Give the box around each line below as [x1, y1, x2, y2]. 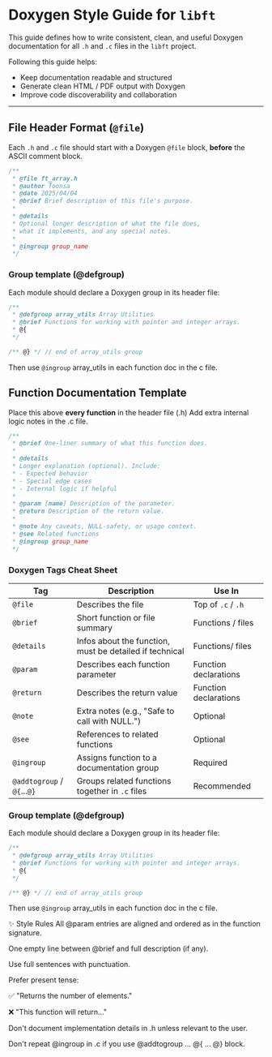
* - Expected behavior [11, 469, 89, 478]
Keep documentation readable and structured [19, 72, 172, 82]
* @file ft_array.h [11, 174, 79, 183]
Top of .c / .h [193, 599, 244, 610]
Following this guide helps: [8, 57, 97, 67]
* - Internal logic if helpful [11, 484, 117, 492]
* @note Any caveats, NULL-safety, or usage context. [11, 522, 198, 531]
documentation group [76, 762, 159, 773]
